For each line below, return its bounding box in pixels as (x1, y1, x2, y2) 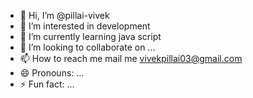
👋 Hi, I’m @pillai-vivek (19, 10, 110, 21)
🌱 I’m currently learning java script (19, 31, 162, 42)
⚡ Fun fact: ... (19, 78, 75, 90)
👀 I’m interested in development (19, 20, 151, 32)
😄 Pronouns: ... (19, 67, 85, 79)
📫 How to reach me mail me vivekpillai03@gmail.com (19, 53, 243, 64)
